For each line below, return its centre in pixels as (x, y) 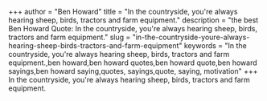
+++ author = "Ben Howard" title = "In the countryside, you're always (123, 12)
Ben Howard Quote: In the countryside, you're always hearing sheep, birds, (133, 28)
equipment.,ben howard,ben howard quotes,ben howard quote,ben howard (133, 63)
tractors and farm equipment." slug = (70, 37)
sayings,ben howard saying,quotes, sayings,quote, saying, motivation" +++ (133, 71)
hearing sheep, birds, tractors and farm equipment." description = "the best (133, 20)
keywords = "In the (215, 46)
